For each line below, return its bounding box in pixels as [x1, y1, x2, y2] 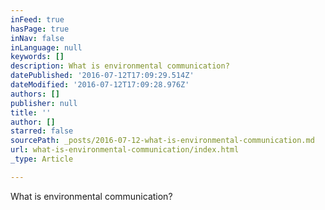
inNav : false [10, 33, 65, 43]
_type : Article [10, 154, 74, 164]
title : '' [10, 107, 52, 118]
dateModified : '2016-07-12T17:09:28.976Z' [10, 80, 190, 90]
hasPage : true [10, 24, 70, 34]
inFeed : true [10, 14, 65, 25]
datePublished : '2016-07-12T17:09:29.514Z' [10, 71, 195, 81]
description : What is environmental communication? [10, 61, 230, 71]
